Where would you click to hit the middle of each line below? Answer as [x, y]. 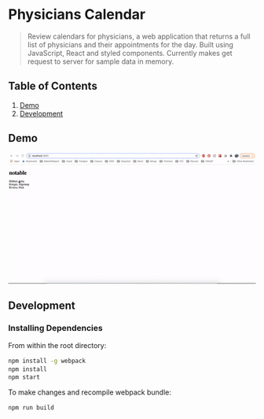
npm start [24, 377]
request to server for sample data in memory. [101, 61]
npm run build [31, 408]
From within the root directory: [57, 345]
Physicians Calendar [77, 15]
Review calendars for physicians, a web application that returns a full [139, 36]
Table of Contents [53, 86]
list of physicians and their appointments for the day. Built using [130, 44]
